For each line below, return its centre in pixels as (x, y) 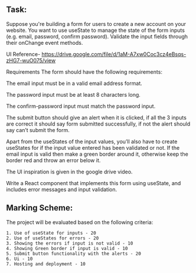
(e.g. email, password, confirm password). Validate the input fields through (97, 36)
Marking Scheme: (40, 208)
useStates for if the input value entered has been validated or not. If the (93, 147)
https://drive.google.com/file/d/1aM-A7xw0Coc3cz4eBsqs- (114, 54)
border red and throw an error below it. (53, 160)
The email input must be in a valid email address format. (74, 83)
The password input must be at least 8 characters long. (73, 94)
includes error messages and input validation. (62, 189)
